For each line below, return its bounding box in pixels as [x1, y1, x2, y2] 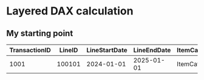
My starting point [6, 28, 73, 38]
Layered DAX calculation [6, 4, 134, 18]
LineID [59, 46, 78, 54]
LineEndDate [133, 46, 171, 54]
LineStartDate [86, 46, 127, 54]
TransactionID [9, 46, 51, 54]
